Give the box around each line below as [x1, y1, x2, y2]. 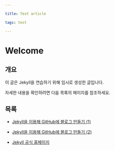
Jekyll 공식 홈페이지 [12, 139, 50, 145]
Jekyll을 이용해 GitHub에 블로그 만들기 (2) [12, 129, 92, 135]
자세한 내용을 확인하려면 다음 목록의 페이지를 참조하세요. [5, 90, 111, 95]
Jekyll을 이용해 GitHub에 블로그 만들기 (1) [12, 119, 91, 125]
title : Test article [5, 11, 47, 16]
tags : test [5, 20, 27, 25]
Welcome [5, 45, 44, 56]
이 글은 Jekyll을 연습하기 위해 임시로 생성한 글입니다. [5, 79, 104, 85]
